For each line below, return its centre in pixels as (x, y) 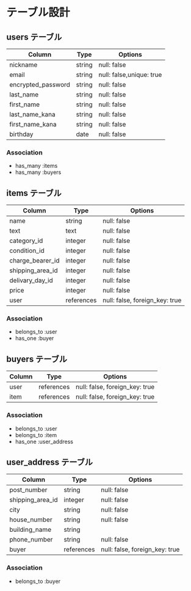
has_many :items (36, 166)
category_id (26, 241)
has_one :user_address (44, 441)
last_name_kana (33, 114)
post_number (28, 490)
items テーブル (34, 193)
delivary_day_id (31, 280)
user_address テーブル (50, 462)
